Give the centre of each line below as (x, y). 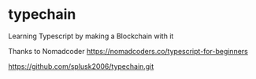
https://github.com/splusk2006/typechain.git (81, 66)
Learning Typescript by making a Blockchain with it (91, 36)
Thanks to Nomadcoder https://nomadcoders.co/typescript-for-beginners (128, 51)
